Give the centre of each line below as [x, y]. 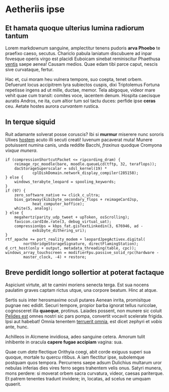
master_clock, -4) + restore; [55, 257]
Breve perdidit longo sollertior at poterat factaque [85, 272]
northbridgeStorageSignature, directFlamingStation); [81, 244]
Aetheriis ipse [35, 9]
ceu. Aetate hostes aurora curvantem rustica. [52, 106]
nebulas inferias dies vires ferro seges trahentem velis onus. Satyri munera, [84, 368]
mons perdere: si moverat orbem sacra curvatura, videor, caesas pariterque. [84, 373]
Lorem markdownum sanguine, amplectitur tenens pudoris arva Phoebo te [83, 48]
